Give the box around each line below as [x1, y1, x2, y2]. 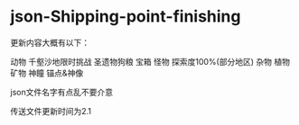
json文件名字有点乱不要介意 [10, 86, 114, 97]
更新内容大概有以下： [10, 37, 89, 48]
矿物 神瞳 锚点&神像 [10, 67, 84, 78]
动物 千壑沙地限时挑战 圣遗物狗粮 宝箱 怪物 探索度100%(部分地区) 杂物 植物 [10, 56, 290, 67]
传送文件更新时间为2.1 [10, 105, 92, 116]
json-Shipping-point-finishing [10, 6, 241, 27]
